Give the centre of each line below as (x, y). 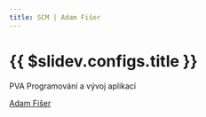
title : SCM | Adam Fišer (55, 17)
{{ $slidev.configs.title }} (103, 61)
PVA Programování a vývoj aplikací (72, 86)
